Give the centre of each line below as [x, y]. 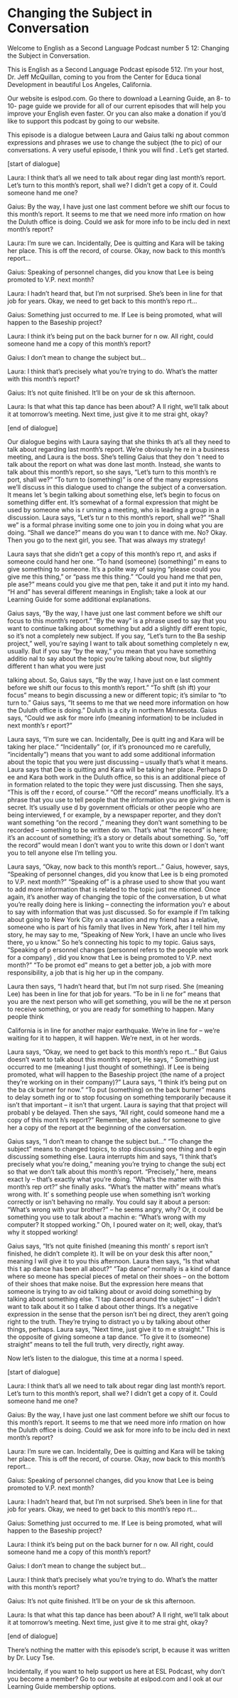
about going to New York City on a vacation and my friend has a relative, [114, 919]
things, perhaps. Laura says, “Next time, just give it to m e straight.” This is [116, 1329]
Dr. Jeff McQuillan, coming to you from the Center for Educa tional [104, 77]
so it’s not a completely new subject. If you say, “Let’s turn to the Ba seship [117, 636]
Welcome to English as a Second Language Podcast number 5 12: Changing [118, 48]
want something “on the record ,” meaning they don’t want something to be [117, 822]
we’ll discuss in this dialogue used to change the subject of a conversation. [117, 487]
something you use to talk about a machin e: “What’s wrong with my [107, 1217]
